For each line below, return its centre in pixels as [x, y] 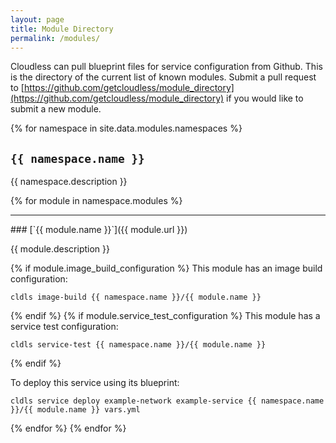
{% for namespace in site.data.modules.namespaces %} [126, 128]
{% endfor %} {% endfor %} [68, 428]
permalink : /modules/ [55, 38]
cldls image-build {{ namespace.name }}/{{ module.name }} [136, 297]
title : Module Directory [62, 29]
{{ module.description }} [60, 249]
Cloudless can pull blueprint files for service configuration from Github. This [166, 67]
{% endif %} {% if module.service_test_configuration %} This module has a [165, 316]
